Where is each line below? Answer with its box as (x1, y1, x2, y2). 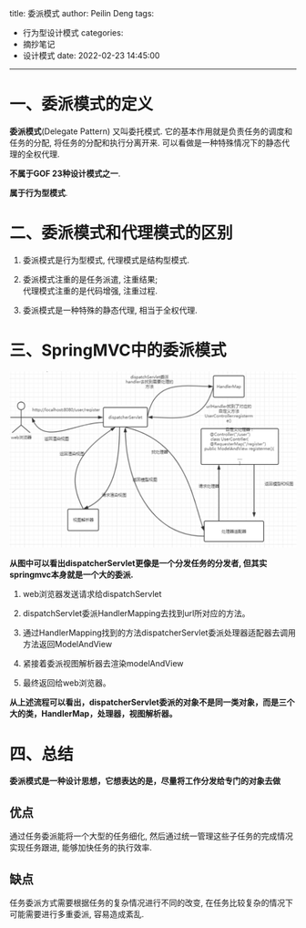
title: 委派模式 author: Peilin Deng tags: (9, 8, 155, 18)
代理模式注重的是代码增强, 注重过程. (22, 285, 158, 296)
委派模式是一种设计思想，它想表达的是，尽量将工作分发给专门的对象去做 (9, 776, 280, 787)
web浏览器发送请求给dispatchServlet (22, 589, 162, 600)
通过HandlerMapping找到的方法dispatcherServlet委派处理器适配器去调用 (22, 627, 296, 638)
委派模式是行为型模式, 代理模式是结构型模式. (22, 254, 189, 265)
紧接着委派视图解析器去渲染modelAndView (22, 658, 184, 669)
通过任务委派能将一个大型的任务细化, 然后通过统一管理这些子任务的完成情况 (9, 830, 293, 841)
